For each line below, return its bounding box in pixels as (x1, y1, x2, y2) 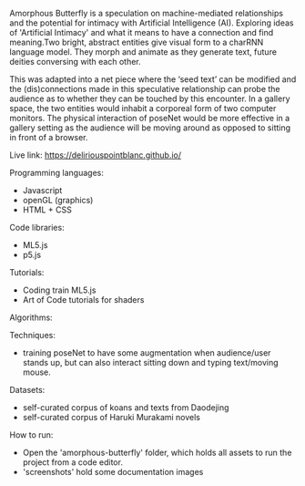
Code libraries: (9, 222, 66, 233)
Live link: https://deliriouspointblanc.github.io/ (9, 150, 182, 160)
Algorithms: (9, 312, 53, 323)
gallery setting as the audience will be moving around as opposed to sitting (9, 122, 291, 133)
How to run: (9, 429, 54, 440)
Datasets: (9, 385, 46, 395)
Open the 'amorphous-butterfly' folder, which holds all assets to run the (22, 447, 292, 458)
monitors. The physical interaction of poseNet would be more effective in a (9, 113, 290, 123)
